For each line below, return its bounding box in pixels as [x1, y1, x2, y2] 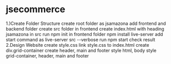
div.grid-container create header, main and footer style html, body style [6, 47, 157, 53]
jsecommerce [6, 4, 66, 15]
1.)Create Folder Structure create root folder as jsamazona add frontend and [6, 20, 166, 26]
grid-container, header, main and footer [6, 52, 89, 59]
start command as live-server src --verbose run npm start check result [6, 37, 156, 43]
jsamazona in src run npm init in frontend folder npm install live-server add [6, 31, 163, 37]
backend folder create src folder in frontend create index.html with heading [6, 25, 164, 31]
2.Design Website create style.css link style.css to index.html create [6, 42, 149, 48]
